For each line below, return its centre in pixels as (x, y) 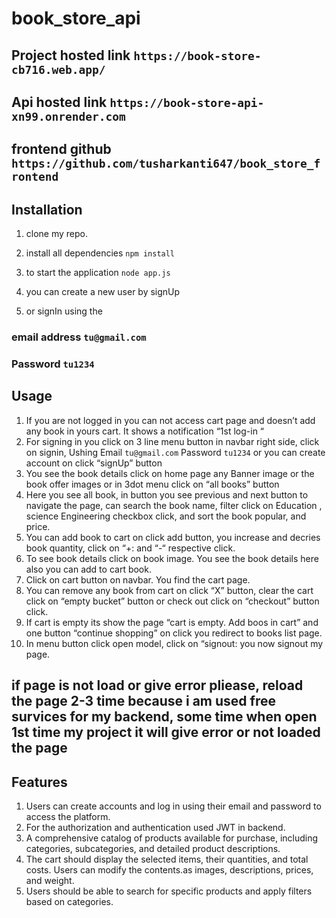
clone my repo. (57, 234)
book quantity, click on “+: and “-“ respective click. (130, 548)
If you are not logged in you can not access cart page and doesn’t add (170, 420)
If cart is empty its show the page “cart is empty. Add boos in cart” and (172, 622)
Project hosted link (71, 55)
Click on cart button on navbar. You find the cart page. (138, 579)
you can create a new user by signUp (103, 292)
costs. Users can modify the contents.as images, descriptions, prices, (169, 870)
